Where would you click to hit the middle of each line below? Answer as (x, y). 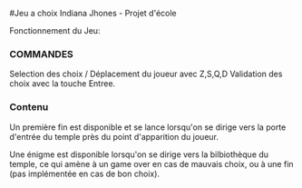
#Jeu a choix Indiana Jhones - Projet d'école (93, 13)
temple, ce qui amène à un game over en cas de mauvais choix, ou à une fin (151, 163)
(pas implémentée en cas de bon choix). (85, 173)
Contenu (29, 107)
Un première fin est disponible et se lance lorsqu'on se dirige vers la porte (148, 127)
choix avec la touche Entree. (63, 84)
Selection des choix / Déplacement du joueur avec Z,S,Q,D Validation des (146, 74)
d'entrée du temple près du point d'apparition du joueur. (114, 136)
